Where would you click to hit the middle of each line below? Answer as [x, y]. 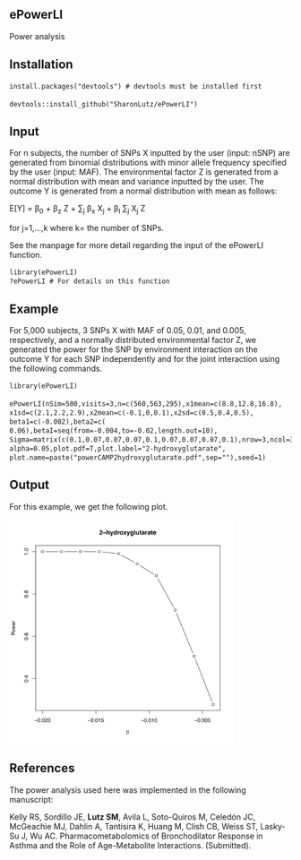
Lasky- [273, 826]
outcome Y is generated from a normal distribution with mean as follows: [143, 191]
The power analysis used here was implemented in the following [128, 790]
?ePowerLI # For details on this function [90, 281]
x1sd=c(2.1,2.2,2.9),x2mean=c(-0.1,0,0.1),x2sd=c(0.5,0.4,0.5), [132, 413]
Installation [41, 65]
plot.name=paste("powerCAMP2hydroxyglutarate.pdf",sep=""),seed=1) [138, 458]
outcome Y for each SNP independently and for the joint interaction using [145, 359]
